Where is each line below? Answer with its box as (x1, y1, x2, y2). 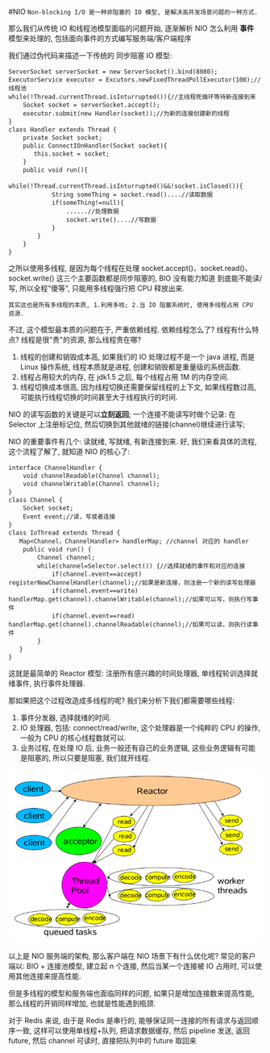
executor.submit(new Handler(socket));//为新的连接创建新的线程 (23, 110, 230, 118)
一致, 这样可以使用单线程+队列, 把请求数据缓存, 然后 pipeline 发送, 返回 (15, 1026, 250, 1035)
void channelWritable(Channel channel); (23, 480, 160, 488)
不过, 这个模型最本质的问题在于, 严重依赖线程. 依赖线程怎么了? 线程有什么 (8, 325, 252, 334)
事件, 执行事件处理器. (15, 679, 86, 688)
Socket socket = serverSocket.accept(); (23, 101, 160, 109)
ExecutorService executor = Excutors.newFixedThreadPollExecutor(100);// (8, 76, 262, 84)
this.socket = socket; (33, 150, 110, 158)
